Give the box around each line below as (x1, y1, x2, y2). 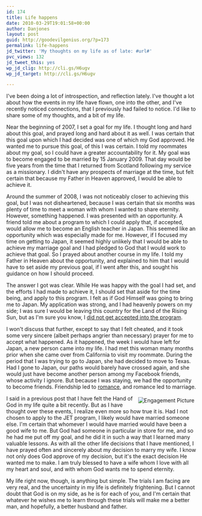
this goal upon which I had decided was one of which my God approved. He (6, 137, 195, 144)
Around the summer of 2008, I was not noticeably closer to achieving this (6, 193, 189, 200)
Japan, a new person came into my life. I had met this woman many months (6, 345, 194, 352)
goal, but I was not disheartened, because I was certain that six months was (6, 199, 195, 207)
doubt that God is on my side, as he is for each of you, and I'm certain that (6, 490, 191, 497)
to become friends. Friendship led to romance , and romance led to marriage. (6, 383, 197, 390)
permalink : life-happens (6, 43, 69, 49)
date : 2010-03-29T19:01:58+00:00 (6, 20, 90, 26)
